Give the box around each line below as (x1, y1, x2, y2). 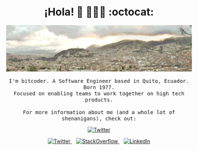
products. (85, 96, 113, 103)
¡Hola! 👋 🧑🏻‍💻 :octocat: (44, 5, 154, 19)
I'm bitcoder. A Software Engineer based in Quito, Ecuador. (8, 78, 190, 84)
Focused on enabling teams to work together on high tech (14, 90, 184, 96)
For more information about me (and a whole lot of (22, 109, 176, 115)
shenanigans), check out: (61, 115, 137, 122)
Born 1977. (83, 84, 115, 91)
